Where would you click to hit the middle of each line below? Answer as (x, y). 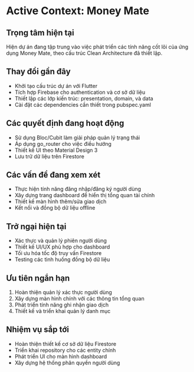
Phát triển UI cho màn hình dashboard (61, 356)
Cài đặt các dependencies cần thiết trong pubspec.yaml (83, 105)
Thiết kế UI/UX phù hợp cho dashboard (62, 247)
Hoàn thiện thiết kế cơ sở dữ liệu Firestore (65, 344)
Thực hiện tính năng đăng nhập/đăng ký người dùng (78, 189)
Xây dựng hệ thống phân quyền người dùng (67, 363)
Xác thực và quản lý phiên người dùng (61, 241)
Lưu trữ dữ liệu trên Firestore (49, 156)
